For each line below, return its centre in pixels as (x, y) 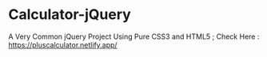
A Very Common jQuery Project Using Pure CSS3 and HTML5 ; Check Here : (134, 36)
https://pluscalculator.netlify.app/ (63, 44)
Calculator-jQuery (70, 15)
